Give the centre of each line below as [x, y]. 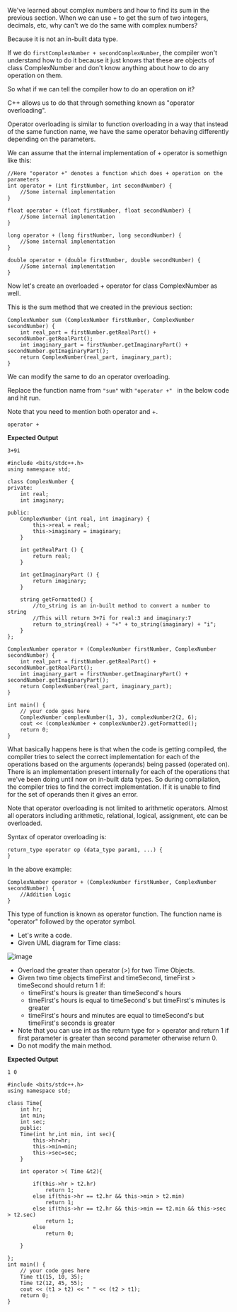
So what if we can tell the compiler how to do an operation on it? [101, 89]
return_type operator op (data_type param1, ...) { [85, 850]
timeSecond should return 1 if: [61, 985]
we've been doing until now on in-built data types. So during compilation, [114, 779]
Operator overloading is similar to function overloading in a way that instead [118, 124]
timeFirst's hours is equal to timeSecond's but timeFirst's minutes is [127, 1000]
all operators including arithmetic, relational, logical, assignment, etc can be [117, 815]
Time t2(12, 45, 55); [52, 1283]
